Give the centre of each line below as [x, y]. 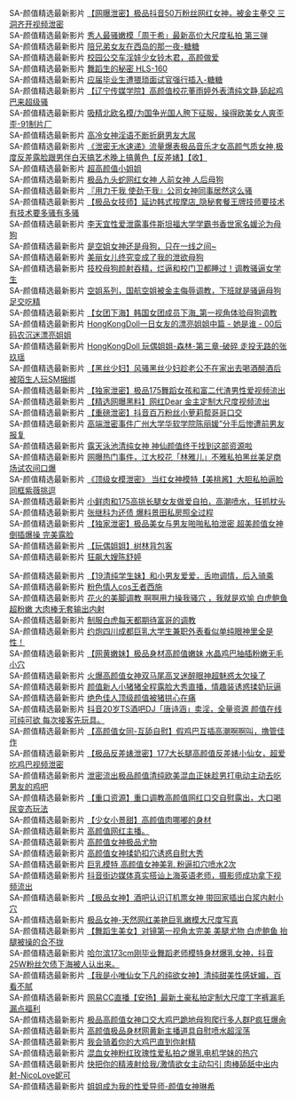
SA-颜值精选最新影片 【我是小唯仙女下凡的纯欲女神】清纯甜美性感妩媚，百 [145, 975]
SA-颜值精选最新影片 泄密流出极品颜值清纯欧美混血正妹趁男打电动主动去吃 [145, 776]
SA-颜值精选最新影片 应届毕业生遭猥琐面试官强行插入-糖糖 [116, 79]
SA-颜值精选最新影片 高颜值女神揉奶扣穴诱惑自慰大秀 [106, 853]
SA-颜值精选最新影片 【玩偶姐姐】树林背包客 [91, 546]
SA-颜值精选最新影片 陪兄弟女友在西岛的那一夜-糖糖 [104, 46]
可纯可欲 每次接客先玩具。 [57, 720]
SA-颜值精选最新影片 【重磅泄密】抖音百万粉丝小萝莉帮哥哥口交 [126, 412]
